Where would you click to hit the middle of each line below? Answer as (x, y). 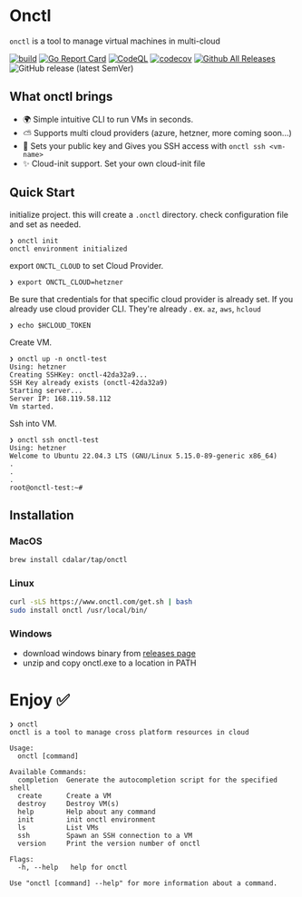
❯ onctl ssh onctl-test (54, 440)
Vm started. (32, 406)
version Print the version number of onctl (109, 844)
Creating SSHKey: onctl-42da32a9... (78, 375)
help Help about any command (87, 812)
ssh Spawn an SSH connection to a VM (105, 836)
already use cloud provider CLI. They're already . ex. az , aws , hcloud (135, 309)
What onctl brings (61, 97)
